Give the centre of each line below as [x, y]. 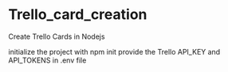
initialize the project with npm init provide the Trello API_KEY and [114, 51]
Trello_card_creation [78, 15]
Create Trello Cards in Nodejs [57, 36]
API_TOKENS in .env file [47, 60]
